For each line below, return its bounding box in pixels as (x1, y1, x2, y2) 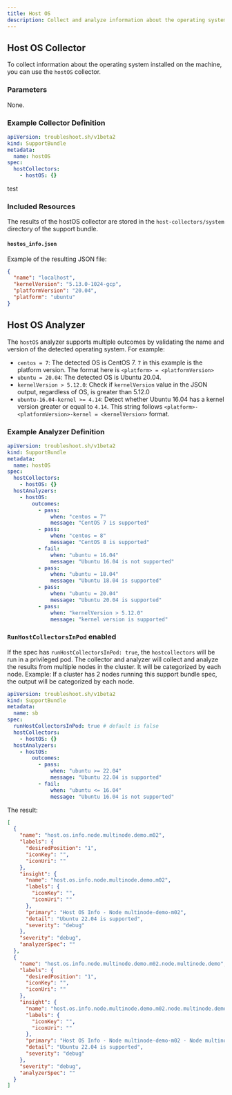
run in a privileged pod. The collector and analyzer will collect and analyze (7, 655, 219, 663)
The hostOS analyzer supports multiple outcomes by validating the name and (7, 338, 224, 346)
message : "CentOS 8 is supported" (50, 539, 150, 546)
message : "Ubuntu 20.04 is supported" (50, 597, 162, 603)
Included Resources (7, 202, 76, 211)
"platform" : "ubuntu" (13, 294, 76, 301)
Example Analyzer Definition (7, 427, 105, 436)
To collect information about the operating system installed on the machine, (7, 60, 222, 69)
